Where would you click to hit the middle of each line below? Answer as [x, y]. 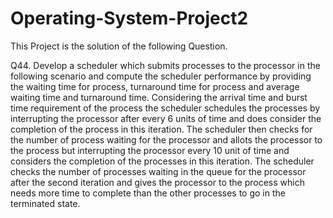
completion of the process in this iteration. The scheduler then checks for [161, 129]
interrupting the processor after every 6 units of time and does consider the [166, 118]
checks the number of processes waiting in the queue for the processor [158, 171]
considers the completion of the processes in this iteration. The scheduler [162, 161]
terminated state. [45, 203]
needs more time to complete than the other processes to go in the [148, 193]
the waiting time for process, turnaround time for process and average [155, 86]
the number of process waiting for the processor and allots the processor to [166, 139]
